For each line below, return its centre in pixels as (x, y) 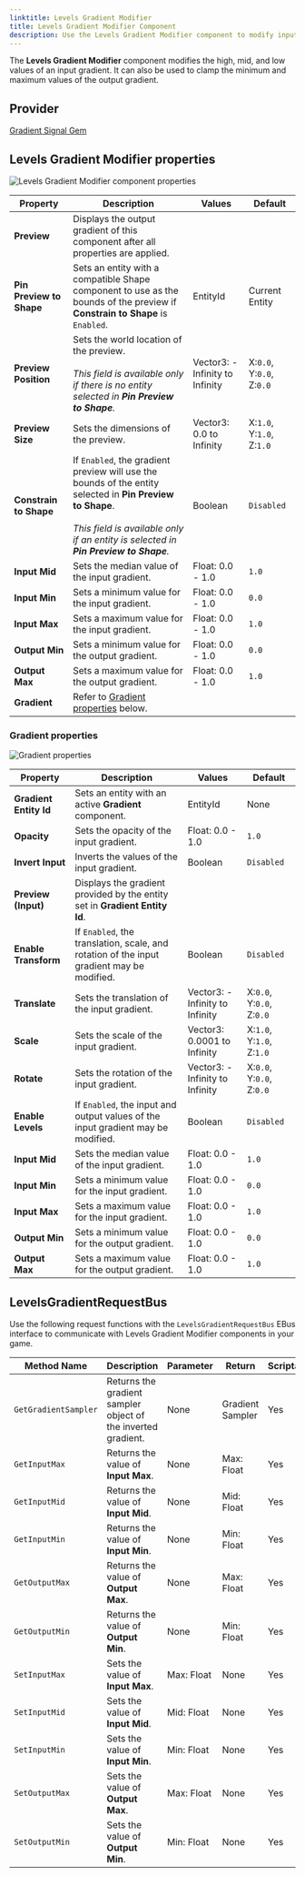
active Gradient (108, 805)
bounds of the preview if (124, 302)
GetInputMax (40, 1465)
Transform (37, 960)
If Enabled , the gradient (121, 460)
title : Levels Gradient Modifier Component (93, 26)
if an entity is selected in (124, 540)
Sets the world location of (127, 340)
